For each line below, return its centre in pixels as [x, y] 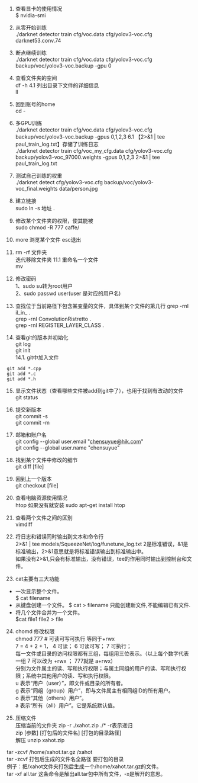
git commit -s [31, 416]
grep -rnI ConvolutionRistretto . [53, 319]
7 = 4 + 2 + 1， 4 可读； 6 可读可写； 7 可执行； [73, 646]
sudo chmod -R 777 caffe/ [47, 227]
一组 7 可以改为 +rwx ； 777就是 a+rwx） [66, 661]
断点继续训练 [31, 53]
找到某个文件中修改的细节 [46, 460]
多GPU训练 [29, 123]
